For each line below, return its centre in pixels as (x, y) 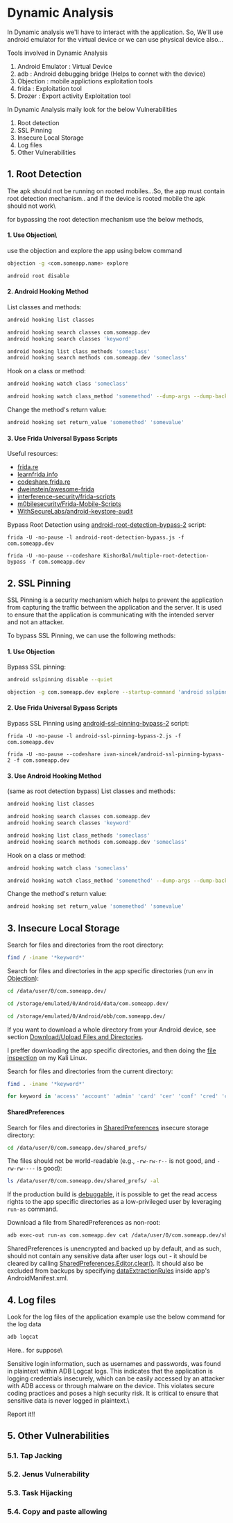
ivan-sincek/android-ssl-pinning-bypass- (164, 755)
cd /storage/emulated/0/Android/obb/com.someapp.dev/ (87, 1016)
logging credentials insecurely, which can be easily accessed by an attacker (116, 1378)
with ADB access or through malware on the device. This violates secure (111, 1385)
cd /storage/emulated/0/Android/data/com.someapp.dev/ (88, 1003)
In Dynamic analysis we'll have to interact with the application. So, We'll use (115, 32)
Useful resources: (33, 454)
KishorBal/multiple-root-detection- (156, 556)
